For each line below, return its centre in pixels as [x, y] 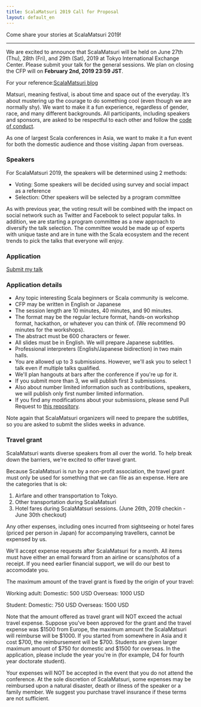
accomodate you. [28, 570]
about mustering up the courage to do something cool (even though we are [99, 100]
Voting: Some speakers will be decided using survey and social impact [102, 184]
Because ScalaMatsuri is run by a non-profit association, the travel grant [95, 471]
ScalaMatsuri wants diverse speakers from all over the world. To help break [99, 453]
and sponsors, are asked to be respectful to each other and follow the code [99, 120]
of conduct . [20, 126]
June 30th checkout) [41, 515]
